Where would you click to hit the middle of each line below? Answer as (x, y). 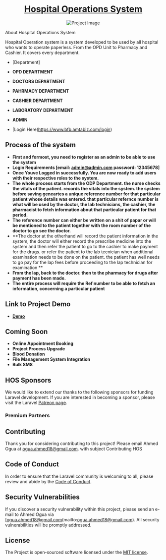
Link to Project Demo (38, 304)
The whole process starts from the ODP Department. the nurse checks (86, 183)
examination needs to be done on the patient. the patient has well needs (86, 257)
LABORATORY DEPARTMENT (43, 110)
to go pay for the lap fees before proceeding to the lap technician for (82, 262)
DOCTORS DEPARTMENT (39, 81)
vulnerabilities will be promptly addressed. (48, 525)
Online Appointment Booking (43, 343)
